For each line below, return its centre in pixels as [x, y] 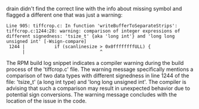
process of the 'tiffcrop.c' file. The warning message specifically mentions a [100, 69]
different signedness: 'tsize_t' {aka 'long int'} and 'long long [91, 36]
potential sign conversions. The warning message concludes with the [92, 94]
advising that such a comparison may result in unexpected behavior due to [98, 88]
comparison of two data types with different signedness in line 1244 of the [98, 76]
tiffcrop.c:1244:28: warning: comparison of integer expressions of [93, 31]
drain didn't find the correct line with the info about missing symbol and [94, 9]
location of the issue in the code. [47, 101]
